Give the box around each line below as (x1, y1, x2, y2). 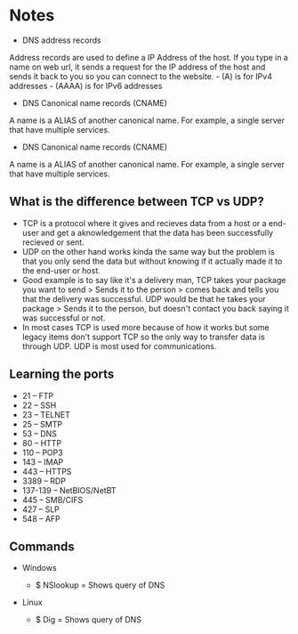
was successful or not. (21, 313, 106, 323)
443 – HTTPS (21, 466, 72, 476)
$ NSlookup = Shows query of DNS (35, 580, 165, 590)
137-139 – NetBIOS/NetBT (21, 484, 117, 495)
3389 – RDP (21, 475, 67, 486)
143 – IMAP (21, 456, 64, 467)
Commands (9, 539, 76, 554)
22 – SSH (21, 400, 57, 410)
